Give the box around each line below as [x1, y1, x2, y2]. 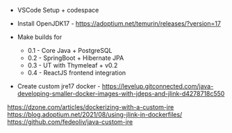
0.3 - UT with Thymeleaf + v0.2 [27, 61, 118, 69]
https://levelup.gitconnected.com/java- [101, 82, 214, 90]
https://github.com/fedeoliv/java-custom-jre [7, 118, 133, 126]
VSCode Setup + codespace [17, 6, 99, 14]
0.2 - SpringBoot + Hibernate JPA [27, 54, 124, 62]
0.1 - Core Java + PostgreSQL [27, 47, 113, 54]
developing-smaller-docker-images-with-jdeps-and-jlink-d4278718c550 [17, 90, 225, 97]
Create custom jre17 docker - [17, 82, 101, 90]
